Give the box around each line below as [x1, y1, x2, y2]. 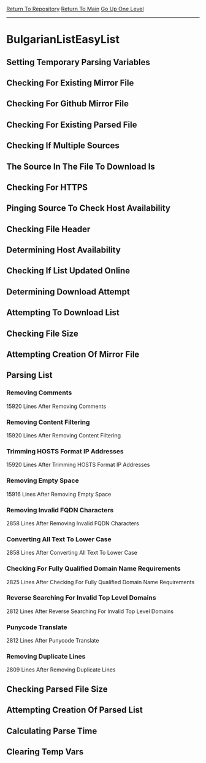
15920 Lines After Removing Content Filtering [6, 432, 121, 439]
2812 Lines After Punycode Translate [6, 637, 99, 644]
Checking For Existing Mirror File [6, 77, 134, 88]
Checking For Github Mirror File [6, 98, 129, 109]
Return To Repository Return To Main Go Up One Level [6, 6, 144, 12]
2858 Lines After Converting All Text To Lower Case [6, 549, 138, 557]
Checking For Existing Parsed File [6, 119, 137, 130]
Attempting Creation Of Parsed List [6, 705, 143, 715]
